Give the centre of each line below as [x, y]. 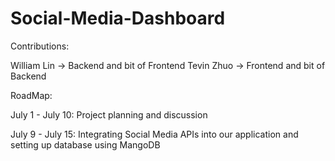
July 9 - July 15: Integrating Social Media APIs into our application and [154, 134]
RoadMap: [31, 95]
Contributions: [40, 46]
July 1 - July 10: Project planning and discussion [109, 114]
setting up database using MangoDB [85, 144]
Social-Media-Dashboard [118, 18]
